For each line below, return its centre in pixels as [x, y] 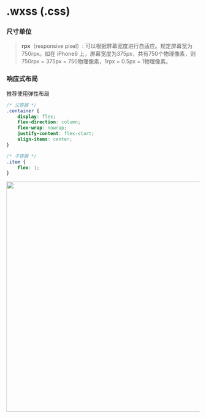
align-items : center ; [45, 139]
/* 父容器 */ [21, 105]
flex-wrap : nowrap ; [42, 128]
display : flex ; [37, 117]
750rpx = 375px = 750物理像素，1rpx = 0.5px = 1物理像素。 [96, 61]
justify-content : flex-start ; [56, 134]
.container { [23, 111]
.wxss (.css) [38, 11]
